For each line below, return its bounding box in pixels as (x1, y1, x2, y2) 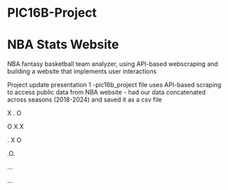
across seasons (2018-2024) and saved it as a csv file (7, 95, 162, 104)
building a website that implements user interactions (7, 68, 157, 76)
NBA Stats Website (7, 37, 120, 53)
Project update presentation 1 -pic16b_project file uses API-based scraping (7, 81, 222, 89)
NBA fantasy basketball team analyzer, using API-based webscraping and (7, 60, 218, 68)
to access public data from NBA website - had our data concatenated (7, 88, 206, 97)
